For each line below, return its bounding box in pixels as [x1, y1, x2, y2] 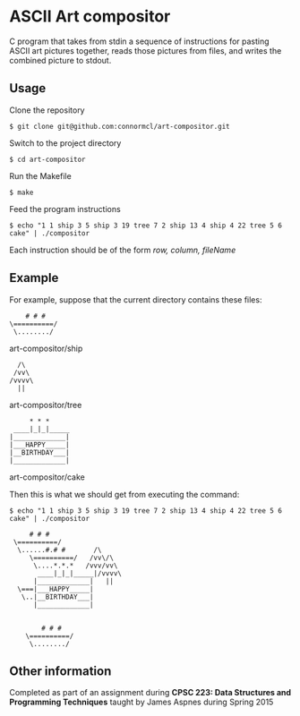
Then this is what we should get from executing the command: [9, 489, 240, 499]
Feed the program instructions [9, 203, 121, 214]
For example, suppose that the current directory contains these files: [9, 294, 262, 305]
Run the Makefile [9, 170, 72, 181]
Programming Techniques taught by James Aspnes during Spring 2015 [9, 696, 274, 708]
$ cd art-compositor [9, 155, 87, 164]
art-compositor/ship [9, 343, 83, 354]
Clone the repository [9, 105, 85, 115]
